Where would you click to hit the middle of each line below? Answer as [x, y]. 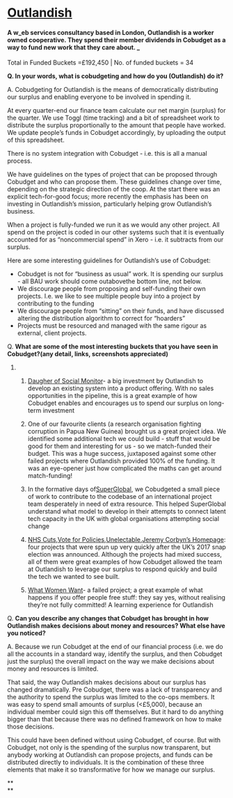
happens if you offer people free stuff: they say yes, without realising [127, 598]
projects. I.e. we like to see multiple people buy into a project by [109, 296]
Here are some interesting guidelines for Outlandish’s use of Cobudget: [109, 261]
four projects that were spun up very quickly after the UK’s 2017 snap [127, 547]
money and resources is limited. [53, 669]
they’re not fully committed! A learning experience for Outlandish [120, 605]
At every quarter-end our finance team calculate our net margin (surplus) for [116, 111]
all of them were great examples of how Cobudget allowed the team [125, 562]
